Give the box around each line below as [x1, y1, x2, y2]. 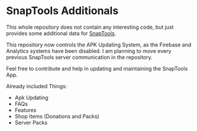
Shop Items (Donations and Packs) [14, 113, 99, 120]
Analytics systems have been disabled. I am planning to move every [6, 47, 172, 54]
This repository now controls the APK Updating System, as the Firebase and [6, 41, 192, 48]
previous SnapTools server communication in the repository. [6, 53, 153, 61]
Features [14, 106, 37, 113]
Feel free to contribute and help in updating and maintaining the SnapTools [6, 65, 188, 72]
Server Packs [14, 119, 48, 126]
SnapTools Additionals [6, 4, 119, 18]
